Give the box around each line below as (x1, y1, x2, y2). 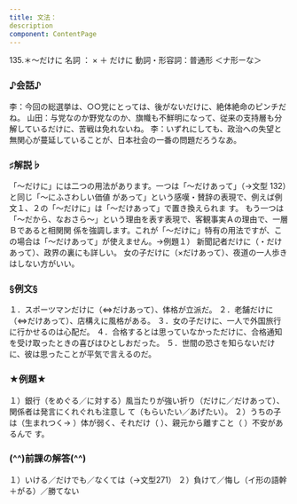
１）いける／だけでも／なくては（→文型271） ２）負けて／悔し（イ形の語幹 (9, 474, 287, 484)
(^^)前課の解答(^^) (9, 453, 87, 465)
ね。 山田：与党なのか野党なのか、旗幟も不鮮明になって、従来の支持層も (9, 112, 275, 122)
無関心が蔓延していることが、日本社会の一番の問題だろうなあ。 (9, 134, 242, 145)
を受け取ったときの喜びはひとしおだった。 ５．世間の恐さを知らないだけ (9, 338, 276, 349)
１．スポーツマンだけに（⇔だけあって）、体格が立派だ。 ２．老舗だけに (9, 304, 274, 315)
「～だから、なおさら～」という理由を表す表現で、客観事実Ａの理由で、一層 (9, 214, 288, 224)
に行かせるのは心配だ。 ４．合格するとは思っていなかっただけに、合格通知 (9, 327, 283, 337)
